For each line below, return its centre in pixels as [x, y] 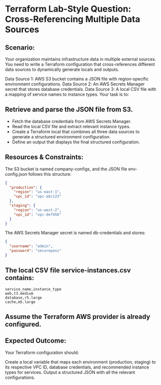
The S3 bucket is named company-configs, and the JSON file [66, 169]
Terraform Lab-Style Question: [68, 9]
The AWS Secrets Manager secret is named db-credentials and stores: [75, 233]
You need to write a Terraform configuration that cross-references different [80, 64]
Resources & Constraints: [44, 157]
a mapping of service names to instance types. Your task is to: [67, 94]
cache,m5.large [20, 302]
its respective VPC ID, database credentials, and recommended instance [77, 367]
